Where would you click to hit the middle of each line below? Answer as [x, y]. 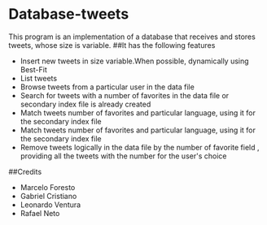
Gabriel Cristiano [48, 196]
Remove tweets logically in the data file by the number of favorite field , [140, 147]
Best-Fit [33, 69]
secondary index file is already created [85, 104]
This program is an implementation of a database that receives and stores [132, 37]
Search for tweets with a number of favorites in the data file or [125, 95]
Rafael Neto [40, 213]
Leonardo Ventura [50, 205]
